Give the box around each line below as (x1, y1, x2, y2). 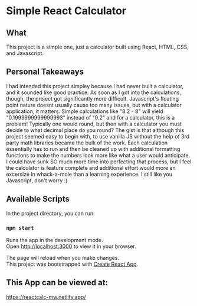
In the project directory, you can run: (6, 210, 95, 217)
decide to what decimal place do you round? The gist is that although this (6, 126, 185, 134)
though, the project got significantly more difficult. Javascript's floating (6, 95, 179, 102)
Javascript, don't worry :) (6, 176, 68, 184)
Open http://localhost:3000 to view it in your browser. (6, 243, 137, 250)
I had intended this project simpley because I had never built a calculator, (6, 82, 184, 89)
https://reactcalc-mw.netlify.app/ (6, 293, 87, 300)
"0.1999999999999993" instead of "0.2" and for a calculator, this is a (6, 114, 175, 121)
